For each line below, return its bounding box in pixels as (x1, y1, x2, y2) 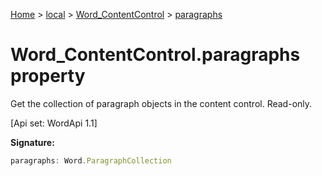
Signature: (10, 136, 55, 148)
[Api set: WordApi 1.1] (10, 117, 98, 129)
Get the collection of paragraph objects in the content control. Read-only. (10, 97, 313, 109)
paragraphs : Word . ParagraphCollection (10, 155, 172, 166)
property (10, 65, 86, 88)
